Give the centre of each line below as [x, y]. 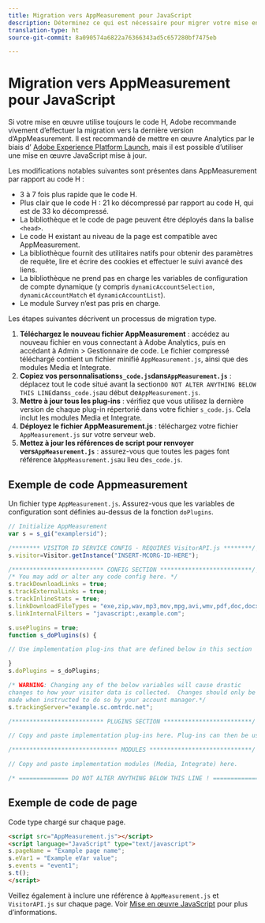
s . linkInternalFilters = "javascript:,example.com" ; [97, 613]
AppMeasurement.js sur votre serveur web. [88, 435]
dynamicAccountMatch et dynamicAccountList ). [92, 295]
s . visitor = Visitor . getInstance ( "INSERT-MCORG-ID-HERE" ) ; [104, 555]
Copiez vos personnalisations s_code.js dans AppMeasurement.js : [125, 376]
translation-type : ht [44, 30]
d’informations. [33, 912]
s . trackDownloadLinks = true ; [58, 585]
